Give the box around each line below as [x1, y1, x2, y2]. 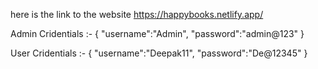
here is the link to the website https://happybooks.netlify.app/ [10, 9, 264, 20]
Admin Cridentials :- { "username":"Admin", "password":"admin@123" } [10, 28, 305, 39]
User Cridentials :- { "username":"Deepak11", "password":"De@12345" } [10, 47, 308, 59]
